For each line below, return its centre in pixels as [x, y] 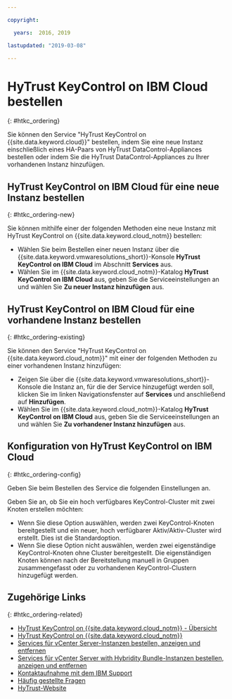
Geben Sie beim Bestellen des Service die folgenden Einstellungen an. [109, 488]
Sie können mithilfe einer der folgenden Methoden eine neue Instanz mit [112, 228]
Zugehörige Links [47, 597]
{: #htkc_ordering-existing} [46, 337]
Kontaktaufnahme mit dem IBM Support [75, 673]
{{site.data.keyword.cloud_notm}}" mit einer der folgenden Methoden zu [112, 358]
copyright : [23, 20]
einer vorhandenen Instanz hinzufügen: [64, 365]
